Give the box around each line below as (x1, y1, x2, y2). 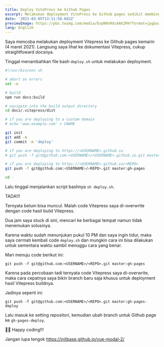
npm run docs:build (5, 95, 45, 100)
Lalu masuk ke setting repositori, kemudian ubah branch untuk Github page (5, 312, 156, 318)
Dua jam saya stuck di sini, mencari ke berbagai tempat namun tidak (5, 217, 143, 223)
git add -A (5, 135, 27, 140)
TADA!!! (5, 194, 20, 199)
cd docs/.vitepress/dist (5, 108, 56, 113)
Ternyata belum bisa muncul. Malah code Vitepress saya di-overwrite (5, 203, 145, 208)
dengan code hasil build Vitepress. (5, 208, 75, 214)
